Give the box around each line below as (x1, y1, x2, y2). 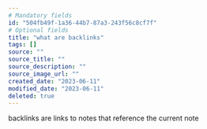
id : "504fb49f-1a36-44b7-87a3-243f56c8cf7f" (8, 19, 157, 27)
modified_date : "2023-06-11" (8, 84, 104, 93)
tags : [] (8, 41, 37, 49)
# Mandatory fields (8, 11, 73, 20)
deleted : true (8, 92, 55, 100)
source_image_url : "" (8, 70, 80, 78)
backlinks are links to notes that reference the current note (8, 113, 199, 123)
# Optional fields (8, 26, 69, 34)
